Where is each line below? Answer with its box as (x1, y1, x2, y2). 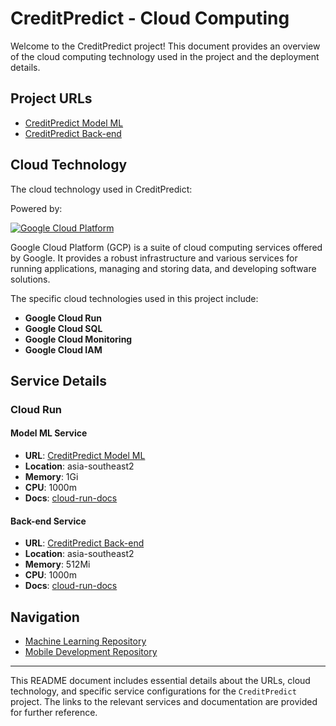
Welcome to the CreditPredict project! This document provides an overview (10, 40, 321, 52)
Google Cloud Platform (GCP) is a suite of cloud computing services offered (10, 241, 323, 253)
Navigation (10, 608, 80, 626)
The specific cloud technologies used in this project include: (10, 292, 259, 304)
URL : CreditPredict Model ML (24, 450, 146, 462)
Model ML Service (10, 427, 88, 439)
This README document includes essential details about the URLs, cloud (10, 675, 311, 687)
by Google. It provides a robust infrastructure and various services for (10, 252, 298, 264)
